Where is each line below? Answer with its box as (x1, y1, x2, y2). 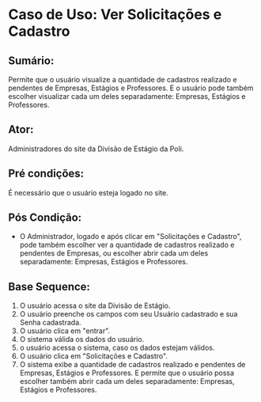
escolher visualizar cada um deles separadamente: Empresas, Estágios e (8, 92, 247, 100)
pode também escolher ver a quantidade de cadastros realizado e (19, 240, 235, 250)
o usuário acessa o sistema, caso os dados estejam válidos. (19, 343, 215, 353)
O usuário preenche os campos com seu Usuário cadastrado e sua (19, 309, 238, 319)
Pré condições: (8, 167, 85, 180)
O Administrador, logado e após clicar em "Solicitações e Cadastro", (19, 232, 242, 241)
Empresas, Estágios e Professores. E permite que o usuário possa (19, 368, 235, 377)
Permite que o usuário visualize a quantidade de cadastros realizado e (8, 75, 237, 84)
